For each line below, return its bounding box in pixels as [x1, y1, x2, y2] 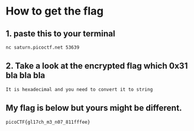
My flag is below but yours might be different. [5, 103, 182, 113]
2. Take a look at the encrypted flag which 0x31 [5, 61, 188, 71]
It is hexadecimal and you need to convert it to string [5, 86, 153, 92]
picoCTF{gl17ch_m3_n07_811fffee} [5, 119, 91, 125]
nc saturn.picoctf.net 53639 [5, 44, 80, 50]
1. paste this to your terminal [5, 29, 116, 39]
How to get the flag [5, 4, 104, 18]
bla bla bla [5, 70, 46, 81]
